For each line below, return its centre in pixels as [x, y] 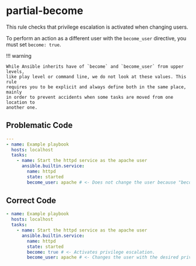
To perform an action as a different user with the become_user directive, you [96, 38]
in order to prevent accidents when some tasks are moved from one [90, 97]
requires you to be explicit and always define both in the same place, [96, 87]
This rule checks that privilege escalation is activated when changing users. [97, 27]
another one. [22, 107]
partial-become [45, 11]
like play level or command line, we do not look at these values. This [96, 77]
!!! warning [19, 56]
